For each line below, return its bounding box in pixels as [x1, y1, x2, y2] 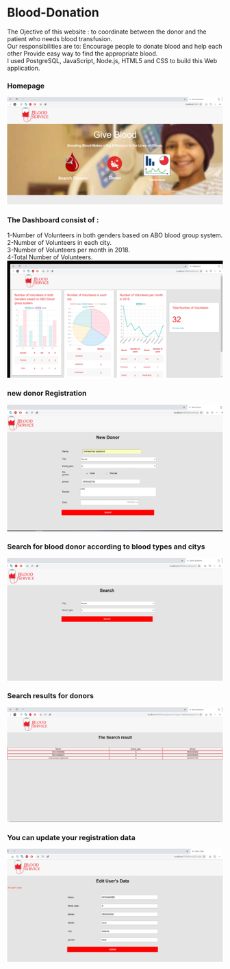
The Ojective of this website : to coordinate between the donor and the [7, 27, 207, 36]
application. [7, 64, 40, 72]
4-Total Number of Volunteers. [7, 252, 93, 261]
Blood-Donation [7, 5, 99, 21]
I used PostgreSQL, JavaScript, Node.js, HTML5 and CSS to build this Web [7, 56, 218, 64]
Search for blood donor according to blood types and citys [7, 542, 205, 551]
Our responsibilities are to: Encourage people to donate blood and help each [7, 42, 222, 50]
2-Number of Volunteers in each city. [7, 238, 112, 246]
